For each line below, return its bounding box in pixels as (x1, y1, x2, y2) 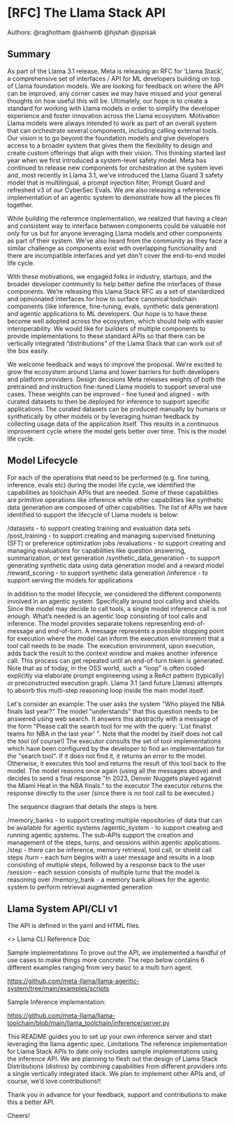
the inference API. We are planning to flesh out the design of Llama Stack (7, 1054, 218, 1063)
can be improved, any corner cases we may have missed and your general (7, 89, 222, 97)
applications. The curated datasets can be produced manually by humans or (7, 404, 227, 413)
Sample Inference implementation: (7, 998, 106, 1006)
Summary (7, 48, 51, 60)
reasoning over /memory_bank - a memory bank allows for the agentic (7, 875, 210, 884)
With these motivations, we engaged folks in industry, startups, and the (7, 272, 212, 280)
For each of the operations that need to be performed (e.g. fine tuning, (7, 473, 211, 482)
